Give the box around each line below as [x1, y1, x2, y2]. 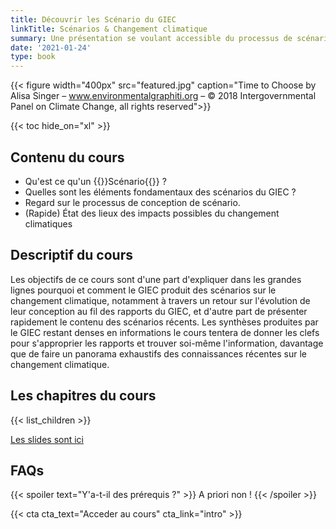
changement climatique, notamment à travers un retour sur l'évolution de [10, 294, 311, 306]
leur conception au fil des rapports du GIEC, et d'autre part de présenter [10, 305, 308, 317]
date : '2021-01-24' [10, 42, 92, 53]
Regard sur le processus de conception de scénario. [24, 196, 241, 208]
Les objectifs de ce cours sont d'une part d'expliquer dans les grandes [10, 273, 302, 285]
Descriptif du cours [10, 247, 133, 264]
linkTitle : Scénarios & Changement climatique [10, 24, 208, 34]
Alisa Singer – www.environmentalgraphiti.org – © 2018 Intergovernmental [10, 90, 317, 102]
